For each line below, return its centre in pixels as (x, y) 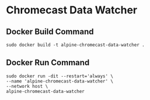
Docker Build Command (50, 32)
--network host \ (27, 86)
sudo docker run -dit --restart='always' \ (60, 76)
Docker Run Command (48, 63)
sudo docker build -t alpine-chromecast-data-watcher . (75, 45)
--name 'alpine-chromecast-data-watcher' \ (60, 81)
